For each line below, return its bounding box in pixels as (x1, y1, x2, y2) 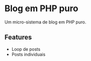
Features (4, 33, 32, 41)
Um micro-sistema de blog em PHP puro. (4, 19, 87, 25)
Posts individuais (11, 51, 45, 57)
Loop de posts (11, 46, 41, 52)
